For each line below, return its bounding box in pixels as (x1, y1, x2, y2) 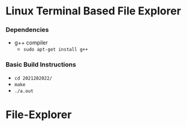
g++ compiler (14, 39, 49, 46)
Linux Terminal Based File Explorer (5, 4, 181, 18)
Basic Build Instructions (5, 61, 76, 69)
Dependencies (5, 26, 49, 34)
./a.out (14, 88, 34, 94)
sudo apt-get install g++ (23, 47, 88, 53)
